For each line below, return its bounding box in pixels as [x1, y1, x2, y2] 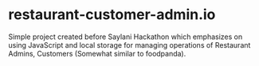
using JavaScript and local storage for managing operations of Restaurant [8, 40, 251, 49]
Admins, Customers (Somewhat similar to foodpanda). [8, 49, 186, 58]
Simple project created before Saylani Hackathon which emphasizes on [8, 32, 243, 41]
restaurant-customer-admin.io [8, 6, 216, 24]
